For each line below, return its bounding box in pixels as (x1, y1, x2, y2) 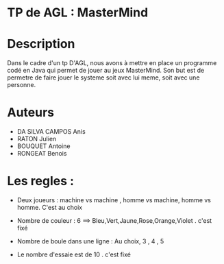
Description (7, 36, 75, 52)
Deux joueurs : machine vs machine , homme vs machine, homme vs (16, 196, 211, 204)
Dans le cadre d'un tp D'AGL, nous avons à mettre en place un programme (7, 59, 217, 67)
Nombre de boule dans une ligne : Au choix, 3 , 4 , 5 (16, 237, 164, 245)
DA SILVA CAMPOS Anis (16, 128, 86, 136)
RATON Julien (16, 135, 57, 143)
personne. (7, 81, 36, 89)
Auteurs (7, 105, 55, 121)
